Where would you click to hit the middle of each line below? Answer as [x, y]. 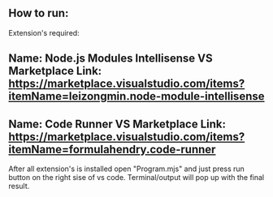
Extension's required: [44, 32]
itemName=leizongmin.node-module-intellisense [136, 96]
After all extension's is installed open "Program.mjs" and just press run [127, 169]
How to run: [39, 13]
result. [19, 186]
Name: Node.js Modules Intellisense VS [110, 59]
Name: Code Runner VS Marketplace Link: [117, 124]
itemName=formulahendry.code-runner [112, 149]
